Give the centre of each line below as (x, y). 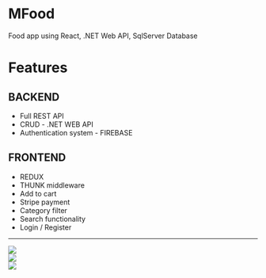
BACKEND (34, 97)
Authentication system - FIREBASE (76, 132)
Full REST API (42, 116)
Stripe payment (45, 202)
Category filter (43, 210)
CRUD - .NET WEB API (56, 124)
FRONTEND (37, 158)
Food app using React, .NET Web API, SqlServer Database (103, 36)
